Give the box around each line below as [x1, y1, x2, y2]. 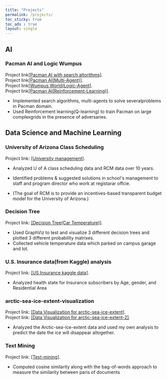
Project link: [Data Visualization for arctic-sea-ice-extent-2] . [5, 315, 131, 321]
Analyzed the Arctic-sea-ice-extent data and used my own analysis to [12, 324, 159, 330]
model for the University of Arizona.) [12, 196, 89, 202]
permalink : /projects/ [5, 12, 53, 17]
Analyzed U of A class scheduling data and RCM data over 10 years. [12, 165, 155, 171]
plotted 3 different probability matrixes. [12, 235, 95, 241]
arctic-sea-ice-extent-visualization [5, 297, 95, 305]
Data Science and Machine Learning [5, 129, 122, 137]
